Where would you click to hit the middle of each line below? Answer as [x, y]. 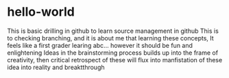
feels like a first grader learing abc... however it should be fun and [100, 45]
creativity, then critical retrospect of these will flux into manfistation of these [115, 60]
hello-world [41, 12]
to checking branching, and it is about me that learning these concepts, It [110, 38]
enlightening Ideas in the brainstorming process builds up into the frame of [112, 53]
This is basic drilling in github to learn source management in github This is [113, 31]
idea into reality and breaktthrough [56, 67]
